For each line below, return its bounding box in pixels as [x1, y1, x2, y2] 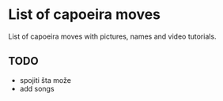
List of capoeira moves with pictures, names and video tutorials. [8, 32, 217, 41]
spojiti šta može [19, 75, 71, 84]
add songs [19, 84, 55, 93]
